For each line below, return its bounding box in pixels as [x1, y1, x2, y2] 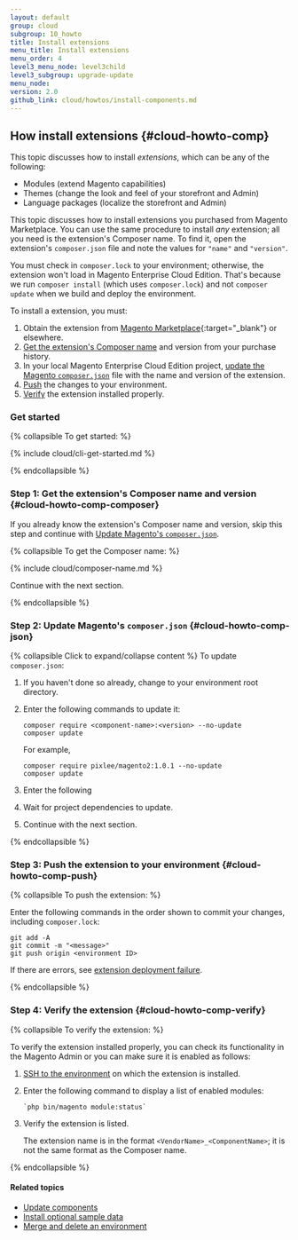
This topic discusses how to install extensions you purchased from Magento [10, 215, 288, 225]
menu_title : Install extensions [10, 46, 129, 55]
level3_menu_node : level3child [10, 63, 126, 72]
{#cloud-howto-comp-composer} [10, 499, 160, 511]
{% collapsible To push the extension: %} [10, 889, 161, 901]
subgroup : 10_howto [10, 29, 82, 38]
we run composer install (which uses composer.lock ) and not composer [10, 279, 269, 289]
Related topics [10, 1182, 65, 1193]
